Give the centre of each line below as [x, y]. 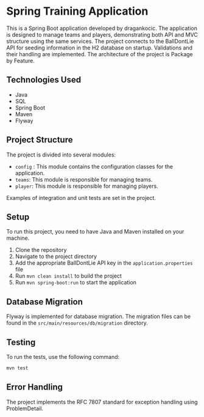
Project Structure [40, 140]
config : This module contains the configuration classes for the [94, 166]
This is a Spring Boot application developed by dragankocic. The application [102, 28]
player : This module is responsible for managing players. [86, 186]
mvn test [17, 368]
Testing [21, 342]
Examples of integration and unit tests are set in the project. [81, 197]
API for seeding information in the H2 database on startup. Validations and [100, 48]
